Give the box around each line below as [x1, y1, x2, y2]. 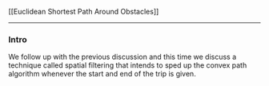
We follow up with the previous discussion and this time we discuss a [8, 52, 237, 62]
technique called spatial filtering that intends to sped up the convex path [8, 61, 247, 70]
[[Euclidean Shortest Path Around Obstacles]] [8, 7, 159, 16]
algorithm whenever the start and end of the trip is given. [8, 69, 196, 79]
